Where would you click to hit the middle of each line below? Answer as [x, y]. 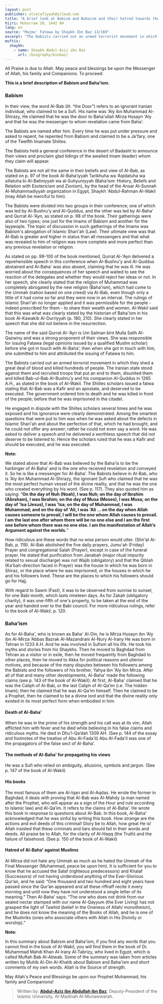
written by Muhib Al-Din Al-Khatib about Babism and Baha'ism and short [77, 962]
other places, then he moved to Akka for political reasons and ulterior [74, 659]
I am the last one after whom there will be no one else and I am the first [77, 520]
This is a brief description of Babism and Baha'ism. [57, 83]
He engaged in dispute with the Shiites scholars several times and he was [79, 408]
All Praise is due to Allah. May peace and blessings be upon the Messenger [80, 68]
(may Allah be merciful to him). [36, 196]
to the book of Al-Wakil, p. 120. [36, 611]
